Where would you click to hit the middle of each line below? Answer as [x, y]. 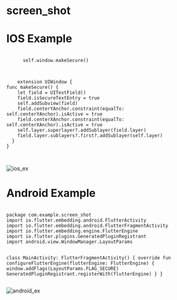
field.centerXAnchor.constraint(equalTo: [71, 120]
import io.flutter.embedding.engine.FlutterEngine [72, 231]
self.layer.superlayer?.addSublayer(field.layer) [82, 130]
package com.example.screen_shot [49, 215]
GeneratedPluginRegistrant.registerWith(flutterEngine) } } [85, 274]
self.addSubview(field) [48, 104]
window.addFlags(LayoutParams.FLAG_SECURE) [63, 269]
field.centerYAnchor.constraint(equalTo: [71, 109]
